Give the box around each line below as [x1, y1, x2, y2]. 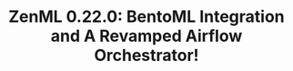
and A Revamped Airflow [50, 25, 243, 46]
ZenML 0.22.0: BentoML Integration [8, 6, 285, 27]
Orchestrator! [93, 46, 200, 66]
